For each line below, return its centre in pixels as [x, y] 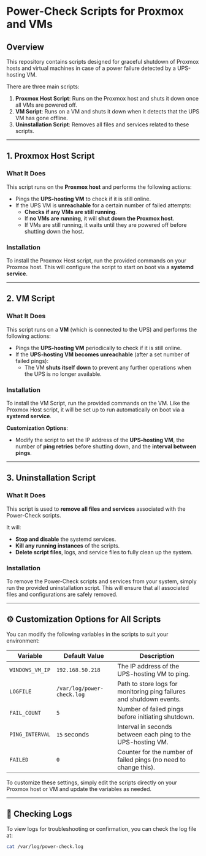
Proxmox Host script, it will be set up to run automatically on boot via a [96, 410]
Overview [25, 47]
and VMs [30, 24]
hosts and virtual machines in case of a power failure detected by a [91, 68]
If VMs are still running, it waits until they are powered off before [105, 224]
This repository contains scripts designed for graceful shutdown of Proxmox [103, 62]
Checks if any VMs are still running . [71, 212]
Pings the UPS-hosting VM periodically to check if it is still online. [98, 348]
